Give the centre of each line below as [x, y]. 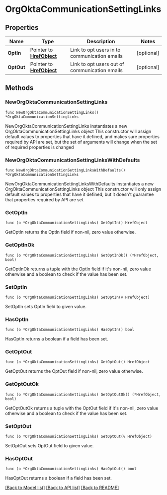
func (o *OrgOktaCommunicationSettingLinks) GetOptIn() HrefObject [77, 223]
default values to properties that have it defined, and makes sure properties [83, 136]
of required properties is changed [40, 147]
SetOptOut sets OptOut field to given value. [49, 446]
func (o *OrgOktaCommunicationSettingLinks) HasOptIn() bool [70, 330]
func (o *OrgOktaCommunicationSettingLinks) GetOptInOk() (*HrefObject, [82, 255]
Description [101, 41]
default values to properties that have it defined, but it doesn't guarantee [80, 194]
